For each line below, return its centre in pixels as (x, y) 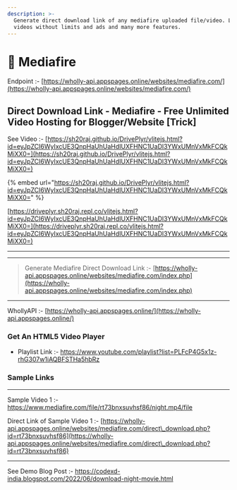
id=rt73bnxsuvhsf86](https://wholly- (61, 436)
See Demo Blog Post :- (41, 471)
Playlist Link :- (38, 352)
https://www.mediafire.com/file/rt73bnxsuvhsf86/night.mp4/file (100, 407)
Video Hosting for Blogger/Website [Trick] (102, 122)
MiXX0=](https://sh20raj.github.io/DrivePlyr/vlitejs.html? (89, 154)
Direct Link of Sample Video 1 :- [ (55, 421)
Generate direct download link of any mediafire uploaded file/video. (120, 20)
